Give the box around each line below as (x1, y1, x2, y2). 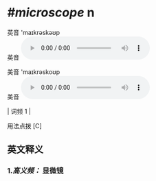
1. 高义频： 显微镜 (7, 166, 64, 176)
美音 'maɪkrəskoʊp (7, 67, 60, 76)
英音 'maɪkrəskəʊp (7, 28, 60, 36)
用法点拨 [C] (7, 121, 43, 130)
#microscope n (7, 5, 95, 21)
